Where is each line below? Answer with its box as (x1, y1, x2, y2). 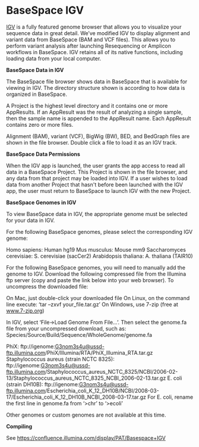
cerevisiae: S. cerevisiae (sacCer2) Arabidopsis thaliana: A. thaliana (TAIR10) (6, 252, 193, 260)
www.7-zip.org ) (6, 307, 45, 314)
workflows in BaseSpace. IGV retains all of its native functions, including (6, 48, 183, 55)
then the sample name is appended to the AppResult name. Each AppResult (6, 114, 191, 122)
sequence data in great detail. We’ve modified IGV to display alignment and (6, 29, 190, 36)
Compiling (6, 423, 33, 430)
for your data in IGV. (6, 217, 55, 224)
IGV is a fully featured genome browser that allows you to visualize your (6, 23, 182, 30)
